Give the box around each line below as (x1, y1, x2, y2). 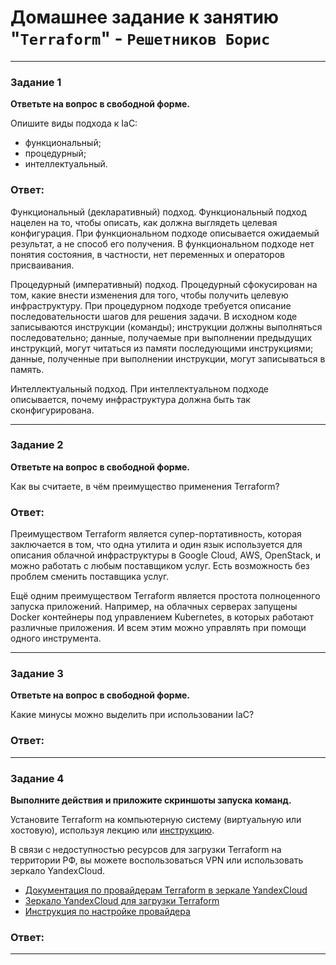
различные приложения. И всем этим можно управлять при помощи (10, 622, 307, 634)
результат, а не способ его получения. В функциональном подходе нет (10, 237, 315, 250)
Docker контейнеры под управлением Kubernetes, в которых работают (10, 611, 314, 623)
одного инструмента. (10, 632, 102, 645)
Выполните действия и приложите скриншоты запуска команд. (10, 794, 292, 806)
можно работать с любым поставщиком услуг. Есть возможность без (10, 560, 310, 572)
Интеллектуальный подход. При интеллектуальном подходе (10, 382, 269, 395)
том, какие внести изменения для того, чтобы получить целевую (10, 289, 289, 301)
